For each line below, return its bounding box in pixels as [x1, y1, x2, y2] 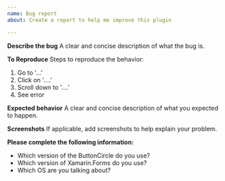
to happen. [7, 111, 38, 120]
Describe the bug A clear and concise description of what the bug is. [7, 41, 205, 50]
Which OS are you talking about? [17, 166, 111, 174]
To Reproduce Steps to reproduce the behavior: [7, 55, 144, 63]
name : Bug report [7, 10, 57, 17]
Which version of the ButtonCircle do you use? [17, 151, 150, 160]
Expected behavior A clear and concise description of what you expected [7, 104, 219, 112]
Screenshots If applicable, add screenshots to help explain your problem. [7, 124, 217, 133]
